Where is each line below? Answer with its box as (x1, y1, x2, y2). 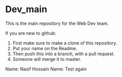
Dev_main (5, 4, 48, 15)
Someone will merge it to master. (12, 56, 82, 62)
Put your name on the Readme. (12, 45, 77, 51)
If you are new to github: (5, 30, 57, 36)
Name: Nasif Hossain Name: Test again (5, 66, 87, 72)
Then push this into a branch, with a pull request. (12, 51, 115, 57)
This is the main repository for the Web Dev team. (5, 20, 109, 26)
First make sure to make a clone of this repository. (12, 40, 117, 46)
